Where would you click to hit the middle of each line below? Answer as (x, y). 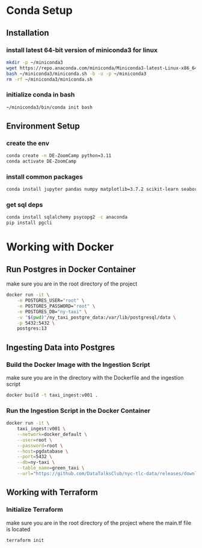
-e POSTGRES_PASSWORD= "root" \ (56, 306)
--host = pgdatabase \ (43, 451)
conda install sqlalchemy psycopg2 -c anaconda (67, 217)
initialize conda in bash (41, 95)
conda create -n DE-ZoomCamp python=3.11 (59, 156)
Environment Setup (43, 126)
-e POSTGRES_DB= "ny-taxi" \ (52, 311)
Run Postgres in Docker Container (71, 269)
